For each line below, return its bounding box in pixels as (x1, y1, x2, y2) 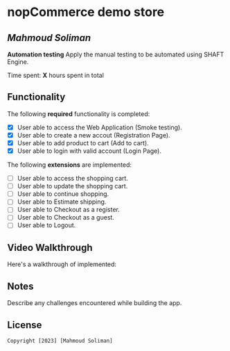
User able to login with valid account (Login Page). (17, 147, 161, 155)
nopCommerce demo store (7, 4, 165, 20)
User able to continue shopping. (17, 190, 109, 198)
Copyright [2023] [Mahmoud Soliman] (7, 337, 113, 344)
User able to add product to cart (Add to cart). (17, 138, 149, 147)
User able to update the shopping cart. (17, 182, 128, 190)
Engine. (7, 58, 29, 66)
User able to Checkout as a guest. (17, 213, 114, 222)
